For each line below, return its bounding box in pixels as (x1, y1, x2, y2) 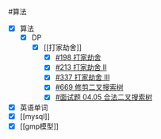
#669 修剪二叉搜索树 (55, 83, 125, 92)
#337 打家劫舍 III (55, 72, 110, 82)
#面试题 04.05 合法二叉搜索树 (55, 92, 153, 102)
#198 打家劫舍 (55, 52, 102, 62)
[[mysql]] (19, 111, 50, 121)
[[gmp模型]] (19, 122, 59, 131)
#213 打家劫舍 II (55, 63, 107, 72)
